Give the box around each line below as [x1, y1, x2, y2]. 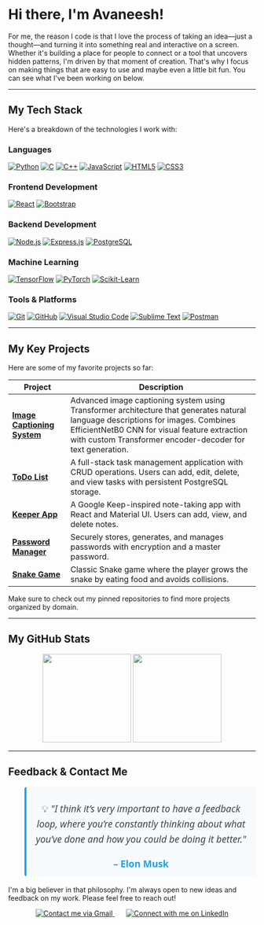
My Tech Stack [8, 104, 82, 117]
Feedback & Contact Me [8, 765, 128, 779]
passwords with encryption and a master [70, 541, 222, 552]
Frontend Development [8, 181, 98, 192]
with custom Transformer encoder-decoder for [70, 434, 245, 445]
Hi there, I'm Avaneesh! [8, 6, 164, 24]
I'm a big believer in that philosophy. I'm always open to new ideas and [8, 885, 237, 894]
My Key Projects [8, 342, 90, 356]
